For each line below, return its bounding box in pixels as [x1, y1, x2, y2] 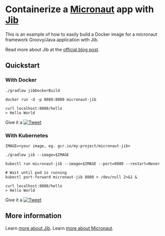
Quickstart [5, 61, 40, 70]
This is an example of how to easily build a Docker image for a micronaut [5, 31, 157, 37]
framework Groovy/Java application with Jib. [5, 37, 99, 43]
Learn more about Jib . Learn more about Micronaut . [5, 225, 114, 231]
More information [5, 212, 62, 220]
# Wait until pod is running [5, 170, 67, 175]
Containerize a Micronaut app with [5, 4, 154, 15]
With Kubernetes [5, 132, 48, 139]
